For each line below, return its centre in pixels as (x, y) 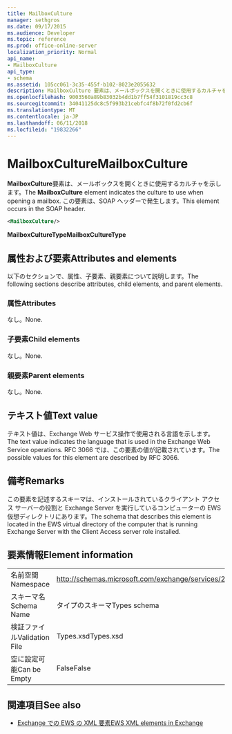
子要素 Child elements (44, 339)
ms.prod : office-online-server (52, 46)
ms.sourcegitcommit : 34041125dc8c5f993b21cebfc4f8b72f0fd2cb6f (100, 104)
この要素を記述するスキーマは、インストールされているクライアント (104, 499)
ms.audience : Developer (41, 33)
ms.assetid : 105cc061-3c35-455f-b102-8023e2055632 (81, 84)
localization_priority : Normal (52, 53)
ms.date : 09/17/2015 (37, 26)
